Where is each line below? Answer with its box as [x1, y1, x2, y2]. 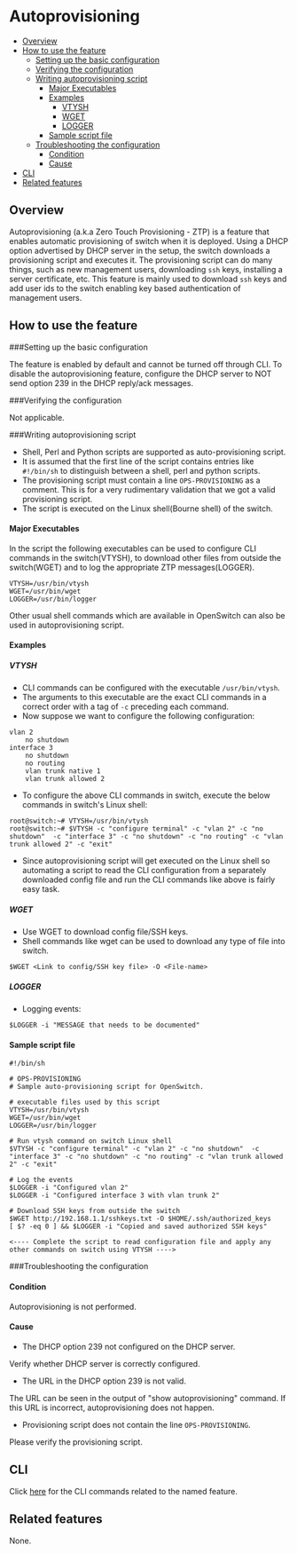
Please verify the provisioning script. [9, 1436, 144, 1447]
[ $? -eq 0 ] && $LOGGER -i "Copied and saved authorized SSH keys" [9, 1222, 268, 1231]
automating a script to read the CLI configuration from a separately [21, 865, 267, 876]
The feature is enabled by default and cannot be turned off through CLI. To [9, 359, 282, 369]
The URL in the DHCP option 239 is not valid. [21, 1376, 186, 1386]
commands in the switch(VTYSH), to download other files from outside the [9, 552, 282, 563]
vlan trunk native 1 [25, 767, 101, 776]
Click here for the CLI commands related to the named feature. [9, 1486, 238, 1496]
